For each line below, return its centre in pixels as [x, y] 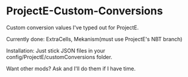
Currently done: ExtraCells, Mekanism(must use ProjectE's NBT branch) [94, 39]
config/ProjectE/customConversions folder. [59, 57]
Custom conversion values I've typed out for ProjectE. [73, 27]
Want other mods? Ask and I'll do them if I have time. [71, 68]
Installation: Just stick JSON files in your [56, 50]
